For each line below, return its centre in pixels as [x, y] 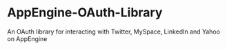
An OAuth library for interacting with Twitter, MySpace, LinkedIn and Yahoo [114, 32]
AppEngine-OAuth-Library [85, 13]
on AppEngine [27, 38]
